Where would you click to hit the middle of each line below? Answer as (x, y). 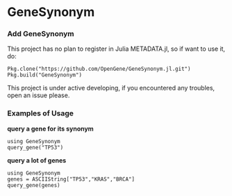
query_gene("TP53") (35, 147)
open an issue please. (39, 95)
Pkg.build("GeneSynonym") (44, 75)
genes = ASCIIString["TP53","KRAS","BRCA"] (71, 179)
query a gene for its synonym (50, 129)
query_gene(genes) (34, 185)
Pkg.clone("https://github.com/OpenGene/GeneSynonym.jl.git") (99, 69)
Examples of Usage (41, 113)
